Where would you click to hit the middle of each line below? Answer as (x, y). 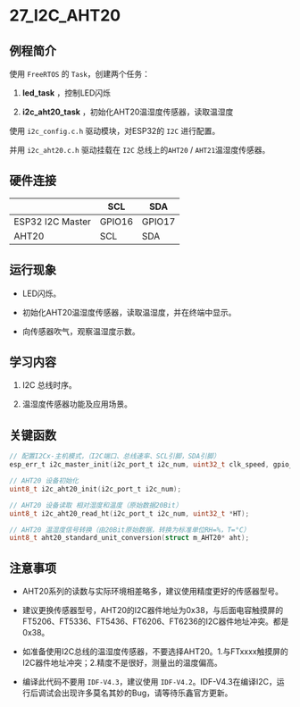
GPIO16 (117, 222)
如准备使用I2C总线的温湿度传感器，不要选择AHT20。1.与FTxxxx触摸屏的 (155, 652)
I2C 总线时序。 (50, 385)
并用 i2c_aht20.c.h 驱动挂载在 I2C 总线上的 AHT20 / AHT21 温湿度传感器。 (140, 150)
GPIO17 (158, 222)
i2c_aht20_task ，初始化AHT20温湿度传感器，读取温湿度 (128, 112)
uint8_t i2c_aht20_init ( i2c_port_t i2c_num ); (95, 489)
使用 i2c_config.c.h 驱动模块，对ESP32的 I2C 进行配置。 (115, 131)
